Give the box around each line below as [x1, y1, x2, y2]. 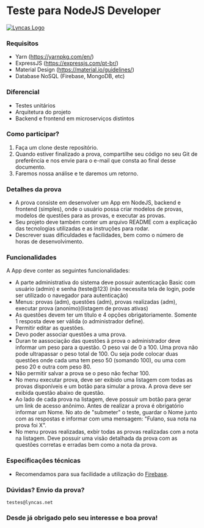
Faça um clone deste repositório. [15, 144, 98, 151]
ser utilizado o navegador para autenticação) [15, 291, 128, 299]
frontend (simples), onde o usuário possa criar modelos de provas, [15, 205, 183, 213]
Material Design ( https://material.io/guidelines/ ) [15, 66, 134, 73]
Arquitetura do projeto [15, 108, 71, 116]
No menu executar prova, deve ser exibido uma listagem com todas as [15, 376, 193, 384]
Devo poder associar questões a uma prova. [15, 331, 127, 338]
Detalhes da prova [6, 185, 62, 193]
